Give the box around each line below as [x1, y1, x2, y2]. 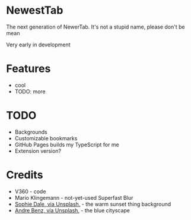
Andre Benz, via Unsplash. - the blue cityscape [14, 206, 130, 214]
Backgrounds [14, 128, 47, 136]
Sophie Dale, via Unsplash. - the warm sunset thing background [14, 200, 171, 208]
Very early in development [6, 41, 71, 48]
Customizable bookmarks [14, 134, 78, 142]
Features [6, 62, 51, 76]
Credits [6, 168, 43, 181]
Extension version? [14, 147, 62, 155]
